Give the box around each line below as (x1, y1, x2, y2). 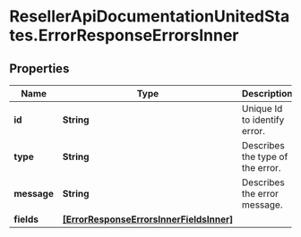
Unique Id (241, 103, 283, 114)
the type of (241, 150, 288, 163)
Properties (9, 61, 70, 76)
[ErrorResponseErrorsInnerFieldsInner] (62, 213, 234, 225)
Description (241, 88, 293, 99)
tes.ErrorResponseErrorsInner (9, 25, 239, 46)
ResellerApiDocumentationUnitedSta (9, 6, 290, 27)
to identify (241, 114, 285, 126)
